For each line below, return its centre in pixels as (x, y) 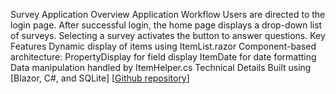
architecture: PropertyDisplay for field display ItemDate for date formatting (163, 57)
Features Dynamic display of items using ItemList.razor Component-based (163, 46)
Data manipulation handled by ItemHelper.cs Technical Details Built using (161, 67)
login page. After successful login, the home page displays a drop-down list (166, 25)
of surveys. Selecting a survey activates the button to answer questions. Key (168, 35)
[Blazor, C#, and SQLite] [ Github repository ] (100, 78)
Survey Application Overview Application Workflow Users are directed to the (168, 14)
